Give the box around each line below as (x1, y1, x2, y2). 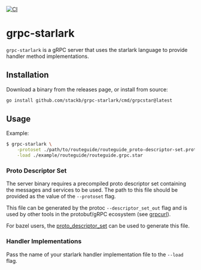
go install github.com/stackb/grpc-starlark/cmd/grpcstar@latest (6, 97, 172, 103)
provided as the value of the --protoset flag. (6, 193, 116, 200)
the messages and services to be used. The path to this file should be (6, 186, 178, 194)
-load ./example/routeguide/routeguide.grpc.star (17, 152, 144, 158)
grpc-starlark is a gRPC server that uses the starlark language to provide (6, 46, 188, 53)
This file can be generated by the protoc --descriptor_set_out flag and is (6, 204, 187, 211)
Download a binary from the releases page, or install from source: (6, 85, 169, 93)
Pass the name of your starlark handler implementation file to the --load (6, 251, 184, 258)
